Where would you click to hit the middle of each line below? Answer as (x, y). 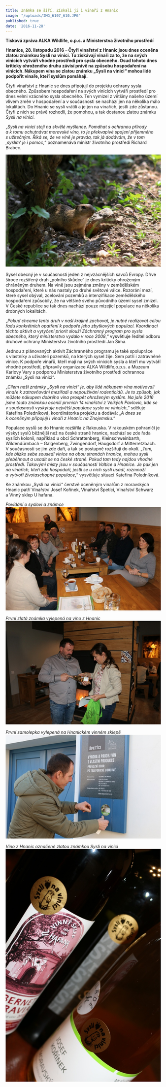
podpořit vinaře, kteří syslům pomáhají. (47, 76)
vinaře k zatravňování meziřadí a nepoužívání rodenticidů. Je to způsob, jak (83, 392)
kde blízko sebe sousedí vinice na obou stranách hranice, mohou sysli (77, 454)
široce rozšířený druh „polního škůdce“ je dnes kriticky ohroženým (73, 280)
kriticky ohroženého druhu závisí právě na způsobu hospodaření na (76, 66)
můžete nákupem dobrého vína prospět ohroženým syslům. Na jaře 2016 (80, 397)
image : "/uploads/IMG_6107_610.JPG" (43, 16)
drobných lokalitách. (26, 311)
